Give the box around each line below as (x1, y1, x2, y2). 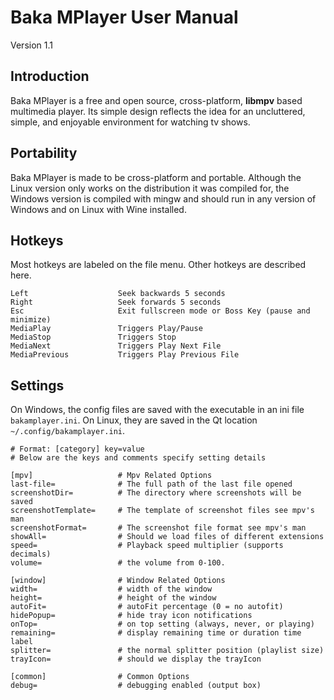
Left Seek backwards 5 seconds (10, 289, 226, 299)
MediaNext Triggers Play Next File (10, 341, 222, 351)
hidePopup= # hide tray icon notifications (10, 611, 253, 621)
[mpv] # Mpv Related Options (10, 471, 213, 481)
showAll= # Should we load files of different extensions (10, 532, 325, 542)
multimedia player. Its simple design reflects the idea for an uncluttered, (10, 105, 306, 117)
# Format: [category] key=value (10, 444, 145, 455)
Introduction (10, 68, 90, 85)
